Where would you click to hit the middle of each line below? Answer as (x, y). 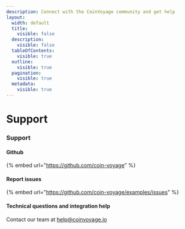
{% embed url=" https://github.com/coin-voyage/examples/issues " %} (93, 193)
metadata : (24, 84)
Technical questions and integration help (58, 206)
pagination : (27, 73)
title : (20, 28)
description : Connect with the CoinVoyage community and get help (91, 12)
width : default (31, 23)
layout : (16, 17)
